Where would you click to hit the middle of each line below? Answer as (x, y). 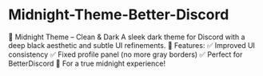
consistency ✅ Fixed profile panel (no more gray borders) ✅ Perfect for (126, 54)
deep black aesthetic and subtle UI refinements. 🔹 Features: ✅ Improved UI (132, 45)
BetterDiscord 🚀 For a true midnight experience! (87, 63)
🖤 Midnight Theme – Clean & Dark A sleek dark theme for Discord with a (127, 37)
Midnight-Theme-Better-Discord (119, 15)
